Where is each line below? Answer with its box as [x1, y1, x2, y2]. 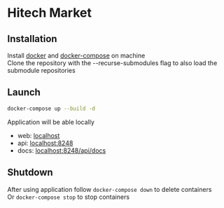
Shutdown [7, 167, 54, 179]
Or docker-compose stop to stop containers [7, 193, 130, 201]
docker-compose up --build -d [7, 105, 96, 112]
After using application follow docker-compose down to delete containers [7, 185, 212, 193]
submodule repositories [7, 67, 76, 74]
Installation [7, 33, 57, 45]
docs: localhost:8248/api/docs [17, 146, 106, 155]
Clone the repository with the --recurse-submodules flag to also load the [7, 59, 218, 67]
